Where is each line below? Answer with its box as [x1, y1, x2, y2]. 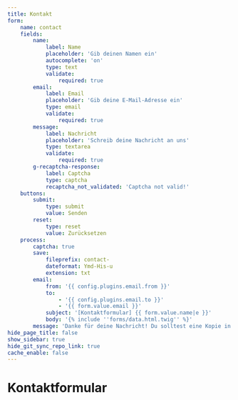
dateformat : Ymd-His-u [45, 263, 113, 270]
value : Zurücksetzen [45, 229, 107, 236]
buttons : [20, 190, 46, 197]
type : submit [45, 203, 84, 211]
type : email [45, 104, 81, 111]
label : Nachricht [45, 130, 98, 137]
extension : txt [45, 269, 91, 276]
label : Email [45, 90, 84, 97]
